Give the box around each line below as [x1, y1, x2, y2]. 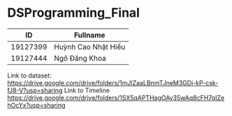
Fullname [73, 30, 106, 40]
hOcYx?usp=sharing [7, 101, 66, 109]
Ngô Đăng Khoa [54, 53, 107, 63]
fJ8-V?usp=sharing [7, 86, 63, 94]
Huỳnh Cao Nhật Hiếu [54, 42, 126, 52]
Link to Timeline [64, 86, 110, 94]
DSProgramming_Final [7, 5, 140, 21]
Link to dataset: [7, 71, 52, 80]
